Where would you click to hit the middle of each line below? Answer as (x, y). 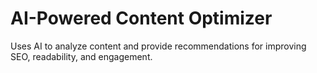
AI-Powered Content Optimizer (141, 18)
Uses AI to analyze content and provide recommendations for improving (158, 46)
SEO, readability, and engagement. (81, 56)
